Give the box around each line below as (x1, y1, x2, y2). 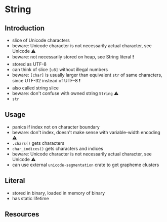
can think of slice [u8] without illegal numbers (12, 67, 108, 72)
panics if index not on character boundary (12, 123, 100, 130)
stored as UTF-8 (12, 61, 47, 67)
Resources (5, 210, 39, 219)
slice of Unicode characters (12, 37, 70, 43)
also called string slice (12, 85, 59, 91)
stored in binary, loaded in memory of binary (12, 189, 105, 196)
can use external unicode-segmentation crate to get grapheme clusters (12, 162, 159, 168)
